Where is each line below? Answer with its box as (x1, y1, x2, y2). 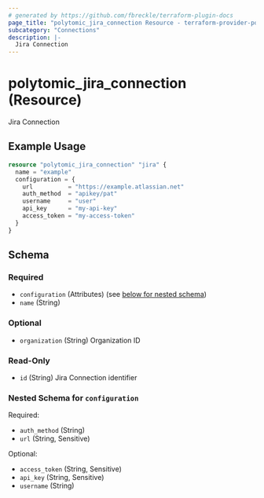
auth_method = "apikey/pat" (22, 190, 118, 198)
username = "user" (22, 197, 97, 205)
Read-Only (8, 355, 51, 366)
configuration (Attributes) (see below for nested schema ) (19, 290, 207, 299)
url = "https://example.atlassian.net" (22, 182, 185, 191)
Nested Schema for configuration (8, 392, 139, 403)
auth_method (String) (19, 426, 85, 435)
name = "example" (15, 168, 72, 176)
